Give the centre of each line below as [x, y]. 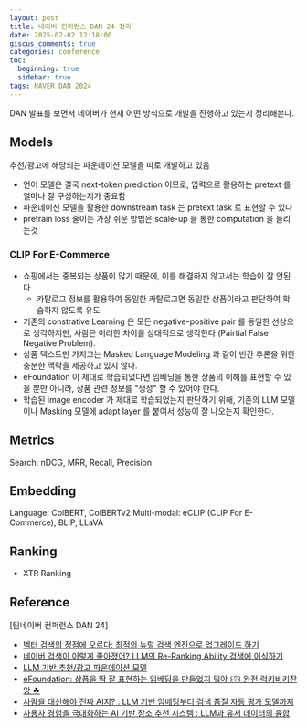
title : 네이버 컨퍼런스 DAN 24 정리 [71, 26]
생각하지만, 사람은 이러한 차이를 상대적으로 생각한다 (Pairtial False [151, 332]
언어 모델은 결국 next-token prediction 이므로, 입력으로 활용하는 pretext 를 [157, 184]
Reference [40, 602]
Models [31, 142]
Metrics [32, 441]
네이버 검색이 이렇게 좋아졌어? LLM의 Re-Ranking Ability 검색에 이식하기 [153, 656]
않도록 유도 [80, 310]
